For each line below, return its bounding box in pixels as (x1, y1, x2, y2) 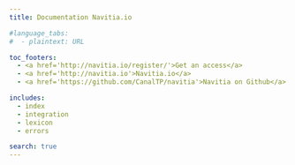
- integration (17, 109, 69, 119)
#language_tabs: (9, 28, 69, 38)
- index (17, 101, 46, 110)
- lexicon (17, 118, 53, 127)
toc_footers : (9, 53, 57, 62)
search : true (9, 142, 57, 151)
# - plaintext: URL (9, 37, 86, 46)
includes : (9, 94, 46, 102)
